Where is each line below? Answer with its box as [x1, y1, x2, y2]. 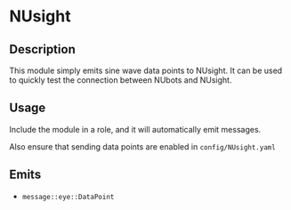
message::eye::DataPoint [21, 192, 115, 201]
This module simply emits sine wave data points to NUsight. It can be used [9, 65, 283, 76]
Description [9, 42, 76, 57]
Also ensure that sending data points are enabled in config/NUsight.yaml [9, 141, 276, 152]
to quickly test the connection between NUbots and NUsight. [9, 75, 232, 85]
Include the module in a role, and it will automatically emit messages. [9, 124, 262, 134]
